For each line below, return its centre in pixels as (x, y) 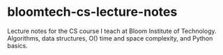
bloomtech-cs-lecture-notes (92, 12)
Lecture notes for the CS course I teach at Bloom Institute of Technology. (112, 31)
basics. (17, 45)
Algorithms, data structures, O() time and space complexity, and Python (110, 38)
